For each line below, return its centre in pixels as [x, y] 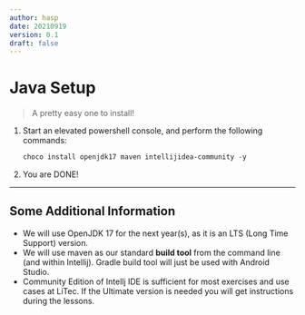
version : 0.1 [34, 34]
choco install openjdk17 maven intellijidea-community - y [134, 157]
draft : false [34, 43]
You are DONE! [50, 174]
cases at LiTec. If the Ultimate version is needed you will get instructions [158, 290]
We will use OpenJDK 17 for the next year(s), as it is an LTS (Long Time [155, 233]
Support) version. [55, 242]
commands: [44, 141]
